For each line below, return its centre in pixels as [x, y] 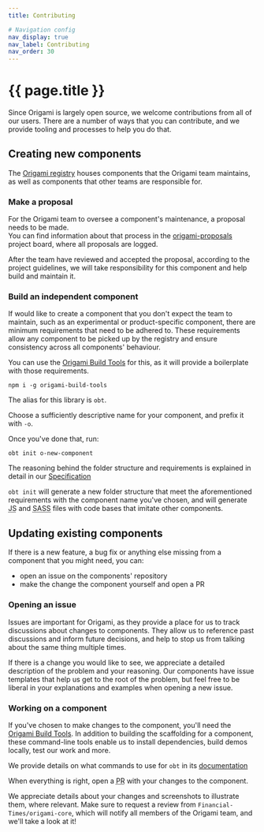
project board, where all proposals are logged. [83, 244]
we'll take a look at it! [43, 821]
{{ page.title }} [57, 91]
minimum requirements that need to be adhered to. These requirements [124, 330]
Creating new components [75, 154]
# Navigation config [42, 30]
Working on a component [58, 708]
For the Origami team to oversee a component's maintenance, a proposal [127, 219]
